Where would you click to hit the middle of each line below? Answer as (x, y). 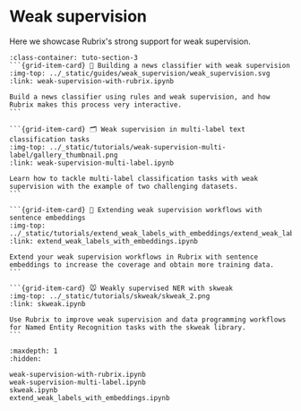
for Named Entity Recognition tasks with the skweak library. (128, 327)
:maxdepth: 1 (34, 351)
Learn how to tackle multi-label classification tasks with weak (133, 178)
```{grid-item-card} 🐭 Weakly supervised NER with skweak (121, 288)
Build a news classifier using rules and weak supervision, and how (140, 97)
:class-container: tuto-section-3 (74, 57)
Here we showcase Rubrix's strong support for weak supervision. (130, 41)
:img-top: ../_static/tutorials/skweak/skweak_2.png (110, 296)
